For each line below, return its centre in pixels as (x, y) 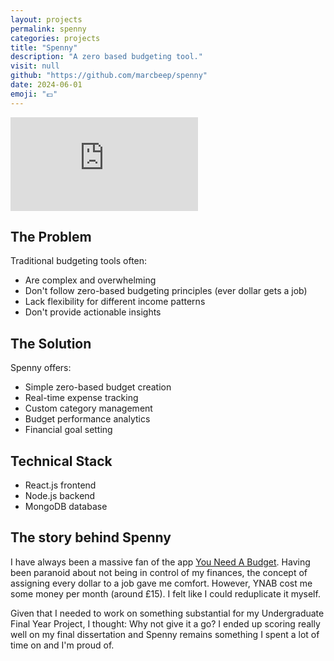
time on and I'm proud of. (62, 645)
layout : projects (46, 19)
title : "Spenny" (44, 47)
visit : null (35, 66)
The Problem (51, 237)
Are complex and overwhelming (90, 280)
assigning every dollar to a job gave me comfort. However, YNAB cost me (161, 583)
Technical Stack (61, 461)
